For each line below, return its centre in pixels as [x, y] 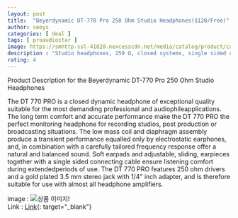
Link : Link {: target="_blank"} [50, 207]
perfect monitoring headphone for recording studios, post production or [112, 124]
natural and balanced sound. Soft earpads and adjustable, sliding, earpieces [119, 154]
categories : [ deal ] [39, 34]
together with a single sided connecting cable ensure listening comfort [110, 161]
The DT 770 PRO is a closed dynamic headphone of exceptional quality [111, 101]
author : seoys [28, 27]
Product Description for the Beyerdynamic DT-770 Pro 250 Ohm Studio [111, 80]
